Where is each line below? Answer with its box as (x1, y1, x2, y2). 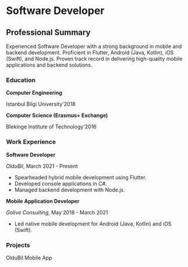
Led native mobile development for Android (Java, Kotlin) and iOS (14, 220, 172, 227)
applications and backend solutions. (6, 61, 93, 68)
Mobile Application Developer (6, 197, 80, 204)
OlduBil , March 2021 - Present (6, 162, 79, 169)
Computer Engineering (6, 89, 62, 96)
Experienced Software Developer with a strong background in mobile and (6, 43, 182, 50)
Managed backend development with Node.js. (14, 186, 125, 193)
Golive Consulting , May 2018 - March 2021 (6, 209, 108, 216)
